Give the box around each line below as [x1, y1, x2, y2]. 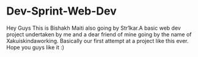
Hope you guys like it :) [6, 44, 65, 51]
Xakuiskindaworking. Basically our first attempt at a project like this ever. [6, 37, 189, 44]
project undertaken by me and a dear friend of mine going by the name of [6, 30, 192, 38]
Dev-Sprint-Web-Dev [6, 4, 117, 18]
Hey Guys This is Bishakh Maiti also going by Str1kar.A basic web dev [6, 24, 182, 32]
